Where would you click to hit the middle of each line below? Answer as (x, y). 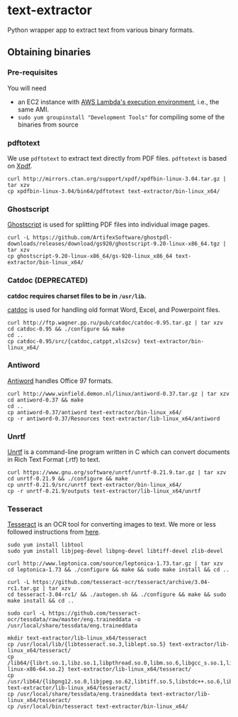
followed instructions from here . (54, 532)
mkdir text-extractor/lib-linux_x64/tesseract (77, 638)
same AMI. (33, 109)
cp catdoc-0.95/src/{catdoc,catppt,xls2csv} (74, 341)
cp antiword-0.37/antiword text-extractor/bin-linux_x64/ (95, 412)
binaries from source (48, 124)
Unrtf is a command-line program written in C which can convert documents (119, 452)
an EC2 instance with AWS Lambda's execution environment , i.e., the (118, 102)
